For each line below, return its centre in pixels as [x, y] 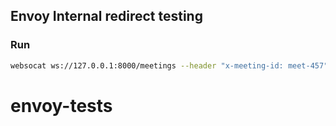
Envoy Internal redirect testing [106, 16]
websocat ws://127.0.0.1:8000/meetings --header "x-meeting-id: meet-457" [169, 65]
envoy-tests [61, 105]
